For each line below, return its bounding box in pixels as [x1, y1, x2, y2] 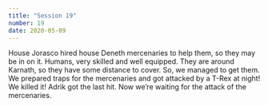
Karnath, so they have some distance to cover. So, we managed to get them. [8, 65, 260, 75]
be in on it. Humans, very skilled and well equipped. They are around [8, 57, 234, 66]
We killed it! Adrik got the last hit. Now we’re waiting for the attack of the [8, 82, 246, 92]
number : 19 [8, 19, 45, 27]
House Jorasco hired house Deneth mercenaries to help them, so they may [8, 49, 256, 58]
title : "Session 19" [8, 11, 78, 20]
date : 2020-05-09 [8, 26, 66, 34]
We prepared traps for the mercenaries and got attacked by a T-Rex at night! [8, 73, 261, 84]
